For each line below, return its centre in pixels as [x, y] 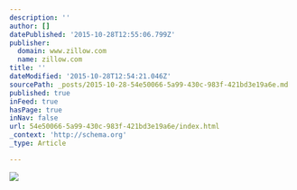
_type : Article [38, 143]
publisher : [30, 43]
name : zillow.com [50, 59]
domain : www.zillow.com [62, 51]
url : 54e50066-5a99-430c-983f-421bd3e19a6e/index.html [115, 127]
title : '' [28, 68]
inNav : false [34, 118]
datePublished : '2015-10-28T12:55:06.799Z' [93, 34]
